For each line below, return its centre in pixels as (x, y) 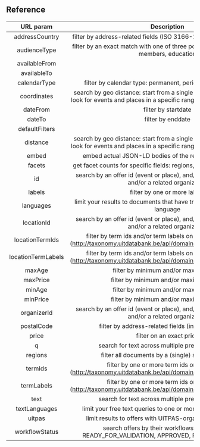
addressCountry (37, 36)
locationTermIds (37, 239)
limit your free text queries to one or (132, 408)
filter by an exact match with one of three (130, 46)
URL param (37, 26)
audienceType (37, 50)
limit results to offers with (121, 418)
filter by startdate (167, 110)
